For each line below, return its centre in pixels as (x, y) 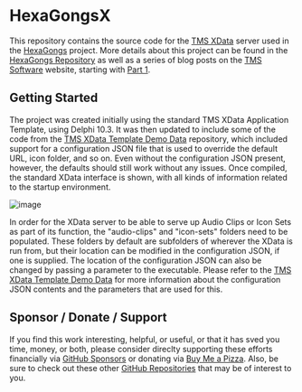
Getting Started (54, 98)
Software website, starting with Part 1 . (80, 70)
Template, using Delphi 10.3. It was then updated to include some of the (142, 129)
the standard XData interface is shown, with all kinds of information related (148, 177)
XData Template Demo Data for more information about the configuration (145, 279)
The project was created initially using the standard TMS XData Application (149, 119)
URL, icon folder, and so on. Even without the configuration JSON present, (148, 158)
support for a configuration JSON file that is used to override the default (144, 148)
